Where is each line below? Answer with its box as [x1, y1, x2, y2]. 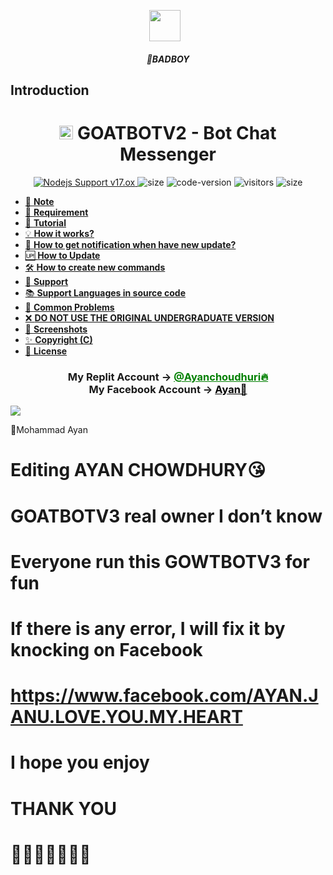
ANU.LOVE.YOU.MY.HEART [10, 706, 243, 729]
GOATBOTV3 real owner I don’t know [10, 505, 323, 527]
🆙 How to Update [24, 249, 101, 261]
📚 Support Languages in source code [24, 286, 186, 299]
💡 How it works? [24, 227, 95, 239]
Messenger [119, 143, 217, 166]
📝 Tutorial [24, 216, 67, 229]
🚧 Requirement [24, 206, 89, 218]
